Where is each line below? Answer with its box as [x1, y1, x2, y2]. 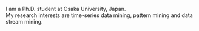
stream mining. [5, 18, 43, 25]
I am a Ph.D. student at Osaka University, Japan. [5, 5, 126, 12]
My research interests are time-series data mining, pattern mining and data [5, 12, 194, 19]
